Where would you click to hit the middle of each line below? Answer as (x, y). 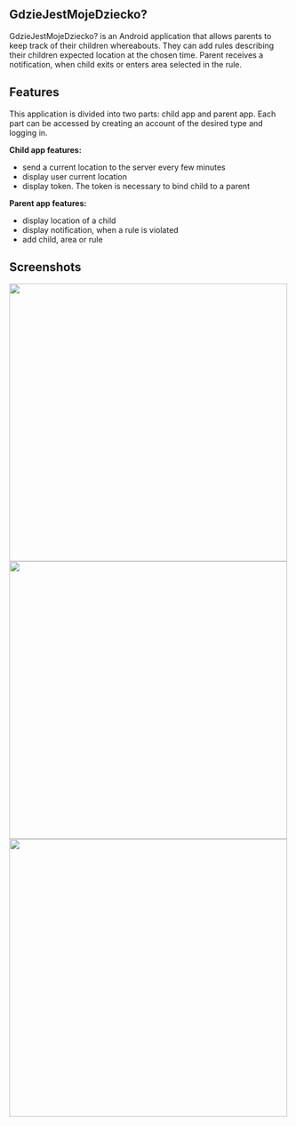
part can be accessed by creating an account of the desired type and (136, 123)
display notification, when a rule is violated (100, 229)
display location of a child (69, 220)
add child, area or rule (63, 239)
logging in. (28, 132)
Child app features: (45, 149)
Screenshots (45, 267)
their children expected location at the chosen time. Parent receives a (136, 55)
